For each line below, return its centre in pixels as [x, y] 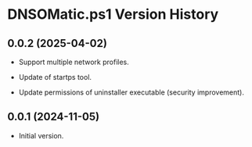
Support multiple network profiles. [74, 62]
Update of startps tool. [55, 77]
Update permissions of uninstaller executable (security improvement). [131, 92]
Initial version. [41, 135]
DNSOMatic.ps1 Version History [113, 14]
